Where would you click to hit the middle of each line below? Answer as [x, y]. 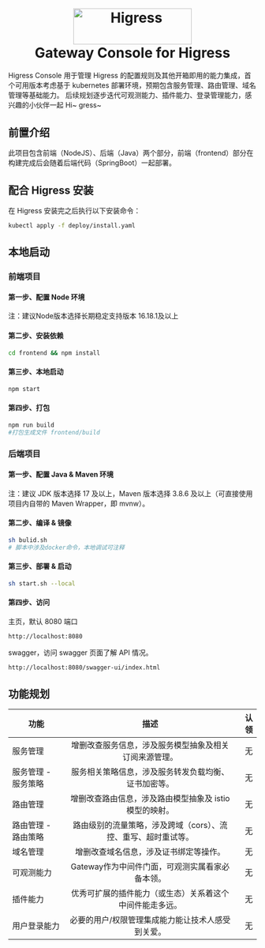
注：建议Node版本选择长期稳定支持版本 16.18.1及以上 [93, 316]
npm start [24, 389]
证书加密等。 [150, 784]
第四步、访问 [29, 602]
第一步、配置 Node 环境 [47, 297]
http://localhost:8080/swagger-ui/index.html [84, 668]
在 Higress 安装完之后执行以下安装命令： [75, 211]
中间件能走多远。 [150, 905]
